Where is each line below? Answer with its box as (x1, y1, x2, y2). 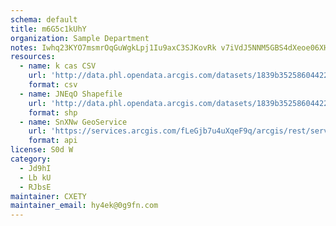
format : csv (28, 80, 78, 90)
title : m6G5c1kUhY (10, 24, 87, 34)
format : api (28, 136, 78, 146)
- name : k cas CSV (19, 61, 97, 71)
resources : (10, 52, 56, 62)
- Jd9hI (19, 163, 52, 173)
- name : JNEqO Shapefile (19, 89, 123, 99)
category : (10, 154, 52, 164)
